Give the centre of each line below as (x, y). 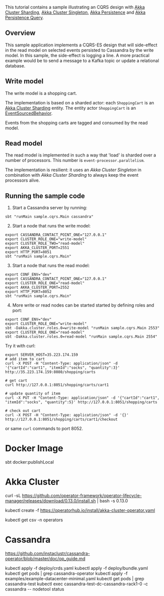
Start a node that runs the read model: (51, 266)
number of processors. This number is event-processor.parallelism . (75, 160)
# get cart (16, 381)
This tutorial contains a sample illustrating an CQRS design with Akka (75, 7)
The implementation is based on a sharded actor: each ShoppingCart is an (80, 102)
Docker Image (34, 449)
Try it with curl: (20, 346)
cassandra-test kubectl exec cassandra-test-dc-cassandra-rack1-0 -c (77, 584)
